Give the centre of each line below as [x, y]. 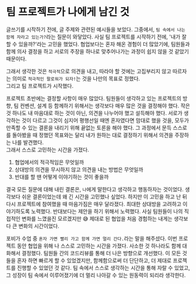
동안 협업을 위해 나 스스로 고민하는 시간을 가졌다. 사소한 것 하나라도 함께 [99, 246]
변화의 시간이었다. [39, 226]
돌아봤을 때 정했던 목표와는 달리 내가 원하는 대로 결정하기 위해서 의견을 [93, 135]
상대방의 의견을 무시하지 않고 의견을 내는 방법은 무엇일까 [79, 169]
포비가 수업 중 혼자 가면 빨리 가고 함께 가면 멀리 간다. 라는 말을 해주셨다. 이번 [92, 238]
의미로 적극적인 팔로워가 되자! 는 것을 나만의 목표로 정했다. [76, 78]
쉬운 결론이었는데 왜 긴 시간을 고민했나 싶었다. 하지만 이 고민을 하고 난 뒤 [104, 197]
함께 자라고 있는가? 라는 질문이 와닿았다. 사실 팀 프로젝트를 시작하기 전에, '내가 [93, 36]
